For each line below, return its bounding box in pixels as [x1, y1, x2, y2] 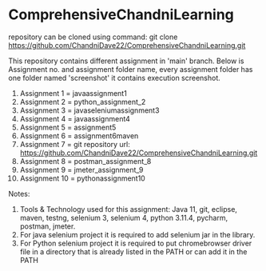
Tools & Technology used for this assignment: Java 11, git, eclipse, [19, 204, 238, 213]
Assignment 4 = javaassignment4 [19, 114, 130, 123]
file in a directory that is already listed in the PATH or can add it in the [19, 246, 248, 257]
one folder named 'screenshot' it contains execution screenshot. [8, 73, 221, 82]
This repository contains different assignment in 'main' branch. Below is [8, 56, 244, 66]
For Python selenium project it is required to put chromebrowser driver [19, 238, 252, 248]
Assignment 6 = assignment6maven [19, 130, 139, 141]
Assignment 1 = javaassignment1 [19, 88, 128, 98]
